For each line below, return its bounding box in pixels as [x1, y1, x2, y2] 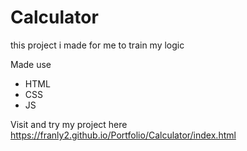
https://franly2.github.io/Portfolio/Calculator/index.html [10, 129, 237, 141]
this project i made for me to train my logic [10, 39, 185, 51]
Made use [10, 58, 52, 70]
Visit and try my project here [10, 118, 128, 130]
